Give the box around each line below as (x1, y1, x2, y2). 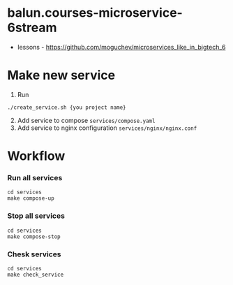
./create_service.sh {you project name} (7, 103, 127, 111)
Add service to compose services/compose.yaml (17, 116, 156, 124)
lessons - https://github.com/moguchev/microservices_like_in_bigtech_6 (17, 43, 226, 51)
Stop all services (7, 211, 65, 221)
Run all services (7, 173, 63, 182)
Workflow (7, 148, 66, 164)
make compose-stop (7, 233, 61, 240)
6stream (7, 20, 57, 36)
